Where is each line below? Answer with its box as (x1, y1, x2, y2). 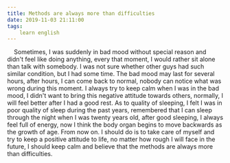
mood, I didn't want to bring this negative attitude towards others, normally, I (7, 92, 223, 100)
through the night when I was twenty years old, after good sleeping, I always (7, 114, 224, 122)
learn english (19, 29, 60, 36)
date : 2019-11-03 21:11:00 (7, 16, 84, 23)
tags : (7, 23, 23, 29)
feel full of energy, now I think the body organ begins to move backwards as (7, 121, 222, 129)
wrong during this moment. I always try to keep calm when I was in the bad (7, 84, 220, 92)
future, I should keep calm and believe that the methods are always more (7, 142, 214, 151)
